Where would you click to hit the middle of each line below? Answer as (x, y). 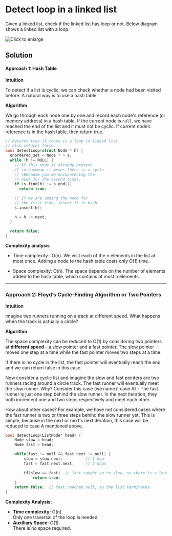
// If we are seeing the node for (51, 198)
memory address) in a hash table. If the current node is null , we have (79, 121)
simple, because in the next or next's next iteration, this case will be (77, 420)
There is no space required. (42, 528)
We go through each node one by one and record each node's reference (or (85, 115)
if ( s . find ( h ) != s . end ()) (43, 184)
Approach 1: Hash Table (31, 68)
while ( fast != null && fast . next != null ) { (63, 454)
